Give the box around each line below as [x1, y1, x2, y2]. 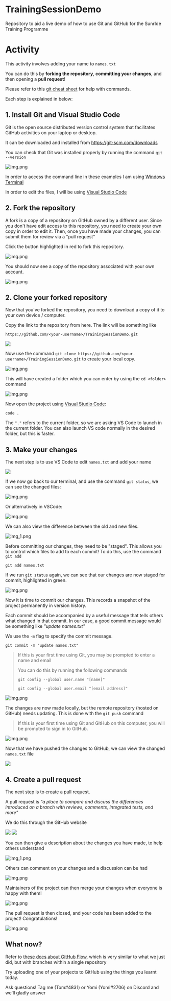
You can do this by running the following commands [17, 667, 128, 673]
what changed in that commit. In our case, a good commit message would [5, 618, 161, 624]
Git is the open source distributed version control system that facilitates [5, 124, 156, 130]
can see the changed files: [5, 484, 61, 490]
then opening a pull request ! [5, 76, 65, 82]
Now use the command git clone [5, 351, 76, 357]
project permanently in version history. [5, 602, 87, 608]
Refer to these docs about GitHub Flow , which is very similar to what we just [5, 954, 165, 960]
